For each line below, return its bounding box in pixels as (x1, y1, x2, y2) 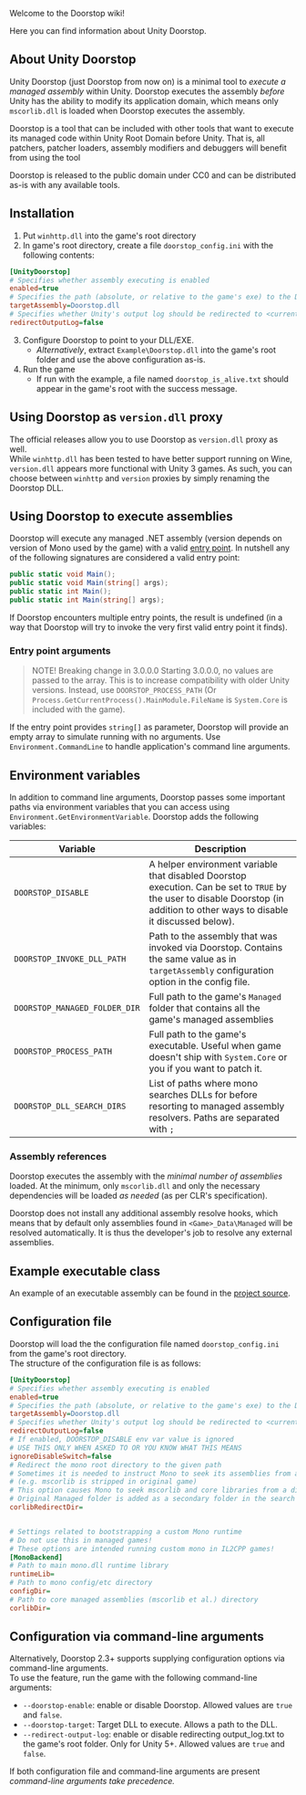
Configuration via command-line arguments (9, 1629, 264, 1644)
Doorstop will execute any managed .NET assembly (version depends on (9, 533, 282, 544)
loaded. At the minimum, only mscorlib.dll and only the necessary (9, 1181, 260, 1191)
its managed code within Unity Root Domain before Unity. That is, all (9, 132, 266, 143)
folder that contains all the (148, 1002, 261, 1014)
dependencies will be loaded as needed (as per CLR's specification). (9, 1191, 269, 1202)
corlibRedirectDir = (9, 1503, 84, 1512)
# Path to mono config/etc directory (9, 1579, 153, 1588)
